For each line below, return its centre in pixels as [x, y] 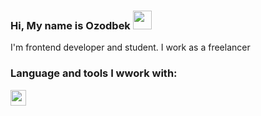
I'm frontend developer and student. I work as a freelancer [130, 47]
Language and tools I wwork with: [94, 73]
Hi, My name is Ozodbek [70, 25]
